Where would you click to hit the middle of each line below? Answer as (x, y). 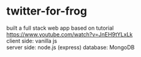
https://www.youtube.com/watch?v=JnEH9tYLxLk (70, 34)
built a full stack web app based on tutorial (60, 28)
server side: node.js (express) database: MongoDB (70, 47)
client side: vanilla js (32, 41)
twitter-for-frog (47, 11)
